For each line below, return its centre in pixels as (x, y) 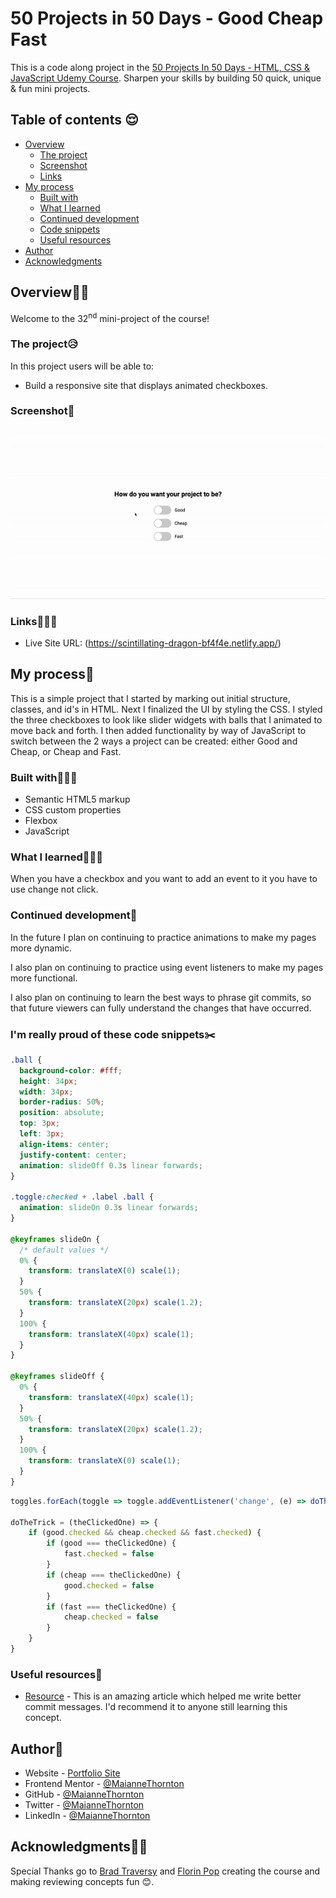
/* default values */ (64, 1250)
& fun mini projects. (50, 88)
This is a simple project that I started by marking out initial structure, (150, 698)
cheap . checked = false (111, 1617)
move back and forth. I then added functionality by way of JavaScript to (158, 730)
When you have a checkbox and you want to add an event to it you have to (164, 879)
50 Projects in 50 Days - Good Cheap (167, 18)
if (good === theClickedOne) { (111, 1543)
